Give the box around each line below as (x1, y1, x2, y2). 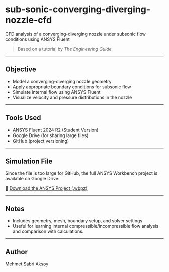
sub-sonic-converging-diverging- (5, 4, 151, 15)
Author (5, 247, 28, 256)
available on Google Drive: (5, 176, 60, 182)
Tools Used (5, 114, 41, 122)
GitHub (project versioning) (12, 138, 69, 144)
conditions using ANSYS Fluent (5, 36, 70, 42)
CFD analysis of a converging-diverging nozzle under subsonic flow (5, 31, 146, 37)
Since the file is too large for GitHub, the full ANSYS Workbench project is (5, 170, 158, 176)
